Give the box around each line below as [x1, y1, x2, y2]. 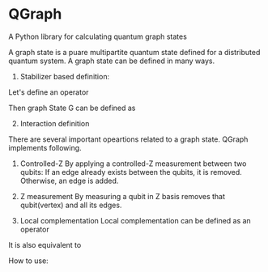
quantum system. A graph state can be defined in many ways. [8, 56, 215, 66]
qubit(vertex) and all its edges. [19, 200, 122, 210]
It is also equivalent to [8, 240, 82, 249]
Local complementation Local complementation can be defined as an [19, 215, 251, 225]
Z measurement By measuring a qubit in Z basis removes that [19, 191, 225, 201]
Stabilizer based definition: [19, 71, 110, 81]
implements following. [8, 142, 83, 152]
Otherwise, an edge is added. [19, 176, 119, 185]
